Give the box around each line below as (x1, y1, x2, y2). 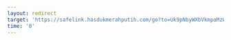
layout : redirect (7, 9, 57, 17)
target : (7, 16, 30, 23)
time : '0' (7, 22, 36, 29)
